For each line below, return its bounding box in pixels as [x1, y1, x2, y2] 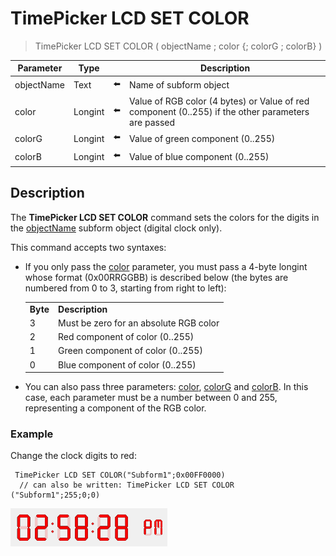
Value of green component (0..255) [129, 132, 276, 144]
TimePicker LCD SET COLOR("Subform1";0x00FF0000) [14, 470, 226, 481]
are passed [129, 116, 176, 128]
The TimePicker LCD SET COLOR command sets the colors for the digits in [10, 211, 320, 223]
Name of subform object [129, 79, 230, 91]
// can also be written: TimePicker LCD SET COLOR [19, 480, 235, 491]
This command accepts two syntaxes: [10, 241, 167, 253]
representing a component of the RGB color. [24, 402, 207, 414]
